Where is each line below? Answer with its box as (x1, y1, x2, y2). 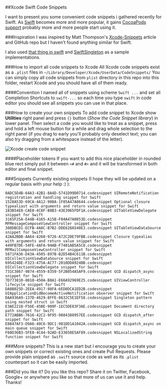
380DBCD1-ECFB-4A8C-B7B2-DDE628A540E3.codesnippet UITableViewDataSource (5, 226, 162, 231)
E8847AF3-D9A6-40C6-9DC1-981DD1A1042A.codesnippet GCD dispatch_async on (5, 321, 162, 326)
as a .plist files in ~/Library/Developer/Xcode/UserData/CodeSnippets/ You (5, 69, 160, 75)
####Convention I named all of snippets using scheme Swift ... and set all (5, 90, 161, 95)
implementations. (5, 54, 41, 60)
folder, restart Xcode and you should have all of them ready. (5, 80, 128, 86)
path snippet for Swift (5, 308, 55, 313)
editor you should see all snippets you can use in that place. (5, 100, 128, 106)
